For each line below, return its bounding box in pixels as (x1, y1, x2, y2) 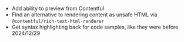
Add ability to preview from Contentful (11, 5, 105, 12)
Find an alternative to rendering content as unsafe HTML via (11, 11, 158, 18)
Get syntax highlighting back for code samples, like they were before (11, 23, 179, 30)
